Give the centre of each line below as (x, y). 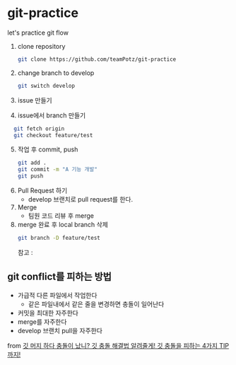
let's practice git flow (38, 33)
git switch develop (46, 86)
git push (30, 176)
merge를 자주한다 (42, 321)
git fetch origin (39, 129)
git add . (32, 163)
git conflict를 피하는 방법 (59, 277)
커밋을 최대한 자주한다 (48, 313)
